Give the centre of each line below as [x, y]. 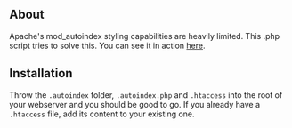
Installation [41, 73]
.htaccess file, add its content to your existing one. [102, 114]
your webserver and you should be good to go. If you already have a [135, 104]
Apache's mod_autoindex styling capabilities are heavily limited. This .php [145, 36]
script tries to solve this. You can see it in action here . [107, 45]
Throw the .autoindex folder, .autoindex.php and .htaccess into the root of [146, 95]
